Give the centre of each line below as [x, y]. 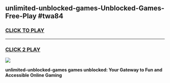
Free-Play [21, 16]
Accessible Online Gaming [34, 75]
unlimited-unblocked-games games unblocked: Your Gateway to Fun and [84, 69]
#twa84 [51, 16]
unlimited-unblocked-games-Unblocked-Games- [85, 8]
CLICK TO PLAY [25, 31]
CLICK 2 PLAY [23, 49]
